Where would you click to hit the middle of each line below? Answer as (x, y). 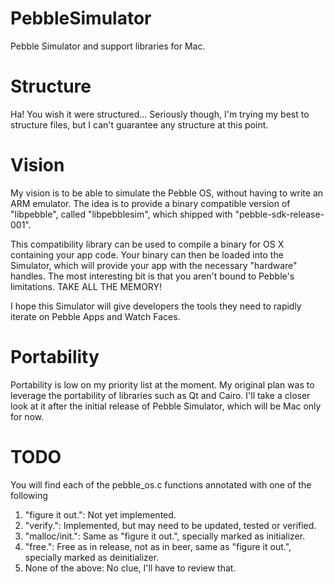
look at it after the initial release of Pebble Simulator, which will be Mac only (166, 406)
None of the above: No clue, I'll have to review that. (130, 568)
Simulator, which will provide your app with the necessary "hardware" (154, 265)
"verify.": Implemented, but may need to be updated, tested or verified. (170, 525)
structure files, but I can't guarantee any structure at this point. (139, 124)
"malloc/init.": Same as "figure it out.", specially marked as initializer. (165, 536)
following (29, 495)
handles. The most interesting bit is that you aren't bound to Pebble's (152, 276)
